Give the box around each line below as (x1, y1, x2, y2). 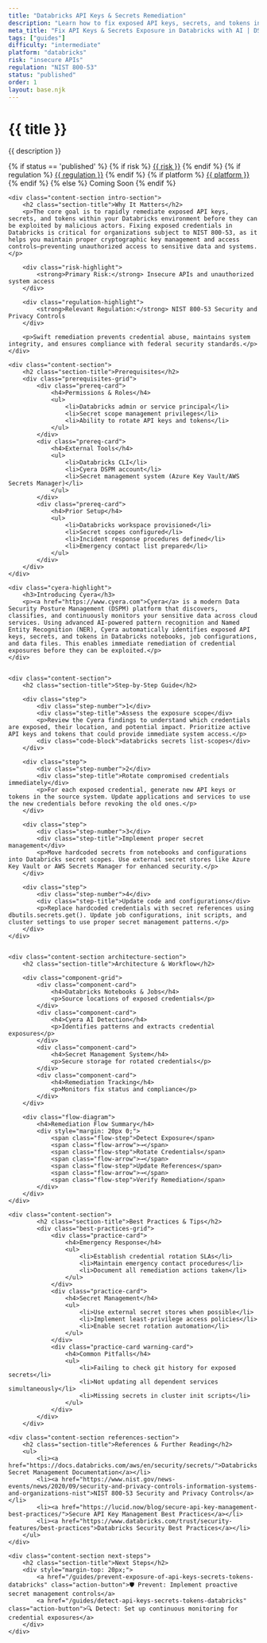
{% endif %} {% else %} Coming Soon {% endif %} (8, 178, 176, 188)
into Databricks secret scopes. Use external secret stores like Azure (8, 856, 250, 864)
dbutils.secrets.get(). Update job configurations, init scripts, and (8, 911, 247, 919)
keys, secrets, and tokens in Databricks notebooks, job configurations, (8, 633, 258, 641)
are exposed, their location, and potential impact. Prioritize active (8, 724, 250, 732)
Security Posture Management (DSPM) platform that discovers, (8, 605, 219, 613)
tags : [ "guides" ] (8, 33, 66, 42)
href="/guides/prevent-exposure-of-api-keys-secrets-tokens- (47, 1573, 254, 1581)
